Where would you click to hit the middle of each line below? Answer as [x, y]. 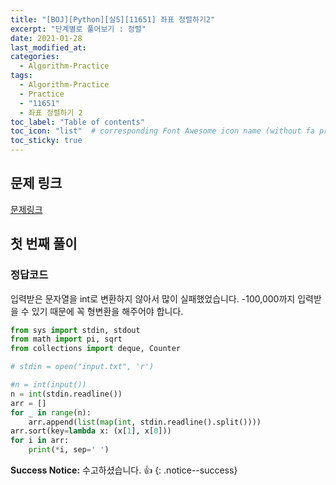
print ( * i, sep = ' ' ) [69, 450]
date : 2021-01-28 [46, 38]
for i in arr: [40, 441]
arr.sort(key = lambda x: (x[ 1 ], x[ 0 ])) [91, 431]
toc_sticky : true [46, 141]
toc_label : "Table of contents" [77, 122]
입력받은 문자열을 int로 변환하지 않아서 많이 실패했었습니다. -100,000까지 [153, 298]
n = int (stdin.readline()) [66, 394]
